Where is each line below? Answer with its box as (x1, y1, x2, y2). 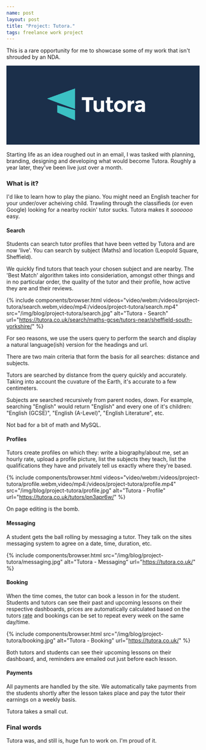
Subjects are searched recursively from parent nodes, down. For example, (6, 396, 194, 404)
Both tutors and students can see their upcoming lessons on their (6, 648, 172, 656)
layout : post (6, 16, 40, 23)
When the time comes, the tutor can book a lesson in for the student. (6, 592, 180, 600)
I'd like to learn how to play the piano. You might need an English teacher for (6, 193, 199, 200)
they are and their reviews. (6, 285, 74, 292)
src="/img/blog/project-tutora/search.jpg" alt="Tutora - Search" (6, 310, 169, 317)
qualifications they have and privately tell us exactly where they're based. (6, 462, 192, 470)
